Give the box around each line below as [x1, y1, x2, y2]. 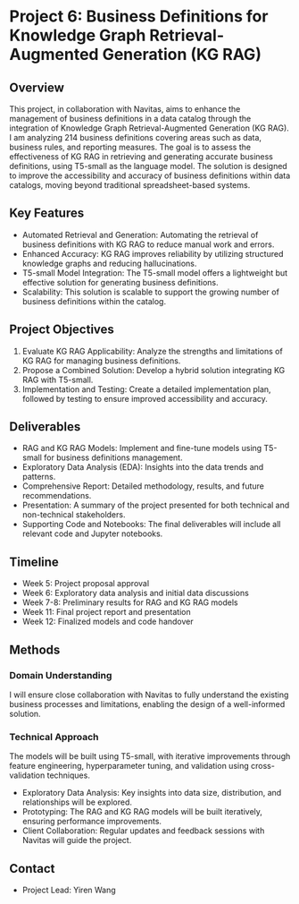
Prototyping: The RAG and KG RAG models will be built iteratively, [21, 806, 263, 817]
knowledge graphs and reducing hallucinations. [21, 258, 197, 269]
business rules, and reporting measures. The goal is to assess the [9, 141, 252, 152]
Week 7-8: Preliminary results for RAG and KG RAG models [21, 597, 238, 608]
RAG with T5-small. [21, 374, 94, 385]
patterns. [21, 472, 56, 482]
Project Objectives [9, 322, 114, 337]
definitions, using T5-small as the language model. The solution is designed [9, 161, 287, 171]
